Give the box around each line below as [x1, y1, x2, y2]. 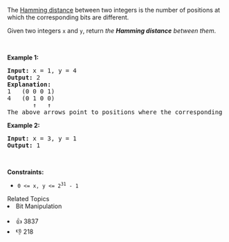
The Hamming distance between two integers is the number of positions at [7, 6, 220, 14]
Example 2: [7, 121, 40, 129]
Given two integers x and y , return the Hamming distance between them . [7, 27, 217, 35]
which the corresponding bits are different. [7, 13, 129, 21]
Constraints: [7, 168, 44, 176]
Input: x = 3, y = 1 [7, 135, 77, 142]
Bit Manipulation [16, 202, 62, 210]
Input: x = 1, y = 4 [7, 67, 77, 75]
